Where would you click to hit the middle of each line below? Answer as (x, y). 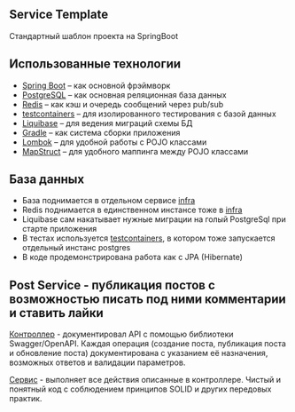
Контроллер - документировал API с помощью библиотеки (121, 334)
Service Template (59, 15)
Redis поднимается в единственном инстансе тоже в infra (132, 210)
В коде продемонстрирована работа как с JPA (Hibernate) (132, 257)
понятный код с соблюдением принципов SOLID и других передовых (140, 389)
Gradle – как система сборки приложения (101, 132)
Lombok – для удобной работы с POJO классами (114, 142)
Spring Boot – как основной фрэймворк (96, 85)
